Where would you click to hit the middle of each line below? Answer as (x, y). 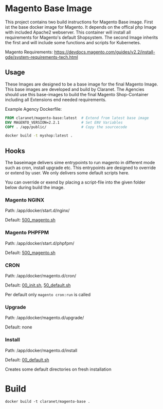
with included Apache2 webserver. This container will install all (68, 32)
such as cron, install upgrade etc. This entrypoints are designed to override (81, 168)
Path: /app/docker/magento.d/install (41, 350)
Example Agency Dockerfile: (34, 109)
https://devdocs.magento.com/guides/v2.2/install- (105, 52)
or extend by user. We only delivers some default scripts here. (67, 173)
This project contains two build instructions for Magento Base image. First (79, 22)
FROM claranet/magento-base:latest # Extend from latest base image (77, 118)
